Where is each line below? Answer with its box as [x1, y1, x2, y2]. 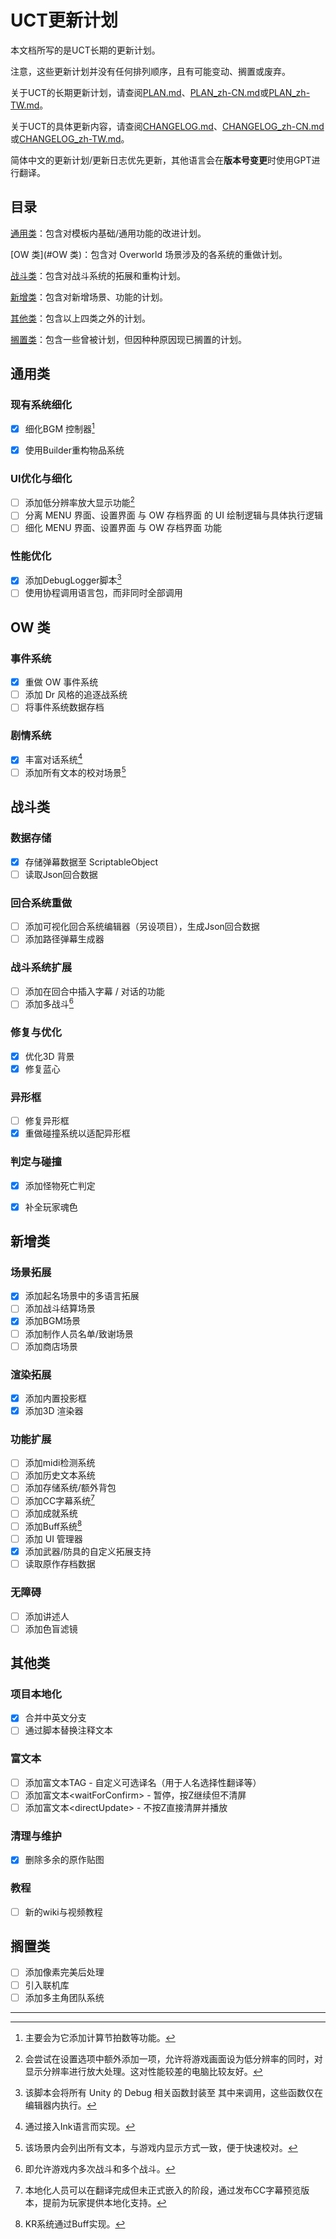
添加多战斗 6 [24, 996, 75, 1010]
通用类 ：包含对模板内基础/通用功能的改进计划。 [10, 227, 207, 239]
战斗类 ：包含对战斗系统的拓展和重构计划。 [10, 269, 186, 281]
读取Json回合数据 [24, 868, 98, 880]
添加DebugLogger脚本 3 [24, 572, 122, 586]
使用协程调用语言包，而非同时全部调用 [24, 587, 183, 599]
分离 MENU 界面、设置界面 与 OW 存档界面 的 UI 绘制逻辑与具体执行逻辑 [24, 509, 323, 521]
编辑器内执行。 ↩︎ [24, 2099, 97, 2111]
